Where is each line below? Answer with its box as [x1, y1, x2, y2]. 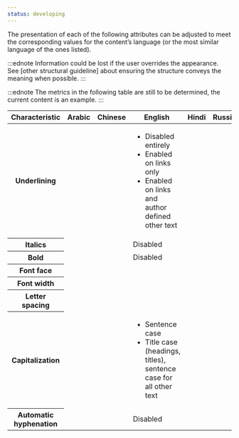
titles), [144, 355, 166, 365]
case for [144, 373, 173, 383]
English [144, 112, 170, 122]
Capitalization [11, 355, 60, 365]
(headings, [144, 346, 181, 356]
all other [144, 381, 173, 391]
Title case [144, 337, 178, 347]
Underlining [15, 176, 56, 186]
